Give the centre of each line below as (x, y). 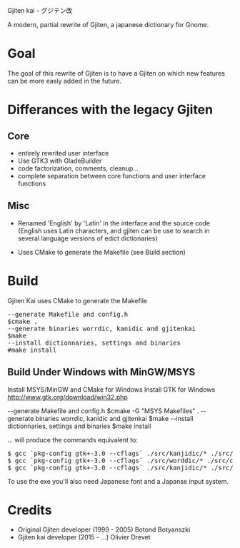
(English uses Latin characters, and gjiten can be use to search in (114, 230)
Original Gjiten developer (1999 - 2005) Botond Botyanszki (104, 529)
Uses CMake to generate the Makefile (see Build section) (101, 252)
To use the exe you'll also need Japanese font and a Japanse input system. (118, 481)
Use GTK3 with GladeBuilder (60, 161)
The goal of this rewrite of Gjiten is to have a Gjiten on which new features (116, 73)
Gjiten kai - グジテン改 (40, 10)
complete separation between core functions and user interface (111, 176)
